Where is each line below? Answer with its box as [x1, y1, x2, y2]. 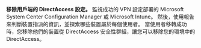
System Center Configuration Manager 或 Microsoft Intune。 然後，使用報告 [6, 13, 194, 20]
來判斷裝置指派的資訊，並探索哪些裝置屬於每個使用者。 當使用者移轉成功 [6, 21, 187, 27]
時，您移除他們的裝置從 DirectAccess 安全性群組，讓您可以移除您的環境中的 [6, 28, 196, 35]
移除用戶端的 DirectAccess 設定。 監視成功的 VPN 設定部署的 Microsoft [6, 6, 184, 12]
